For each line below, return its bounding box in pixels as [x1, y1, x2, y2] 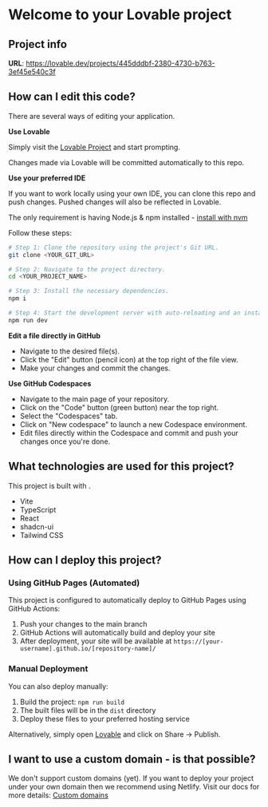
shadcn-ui [19, 521, 54, 532]
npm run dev [8, 316, 48, 324]
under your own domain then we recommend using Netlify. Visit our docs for [8, 782, 260, 792]
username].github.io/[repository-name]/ [19, 645, 156, 653]
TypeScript [19, 504, 57, 514]
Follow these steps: [8, 227, 72, 237]
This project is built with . [8, 481, 91, 490]
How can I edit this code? [8, 90, 136, 104]
